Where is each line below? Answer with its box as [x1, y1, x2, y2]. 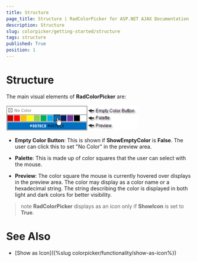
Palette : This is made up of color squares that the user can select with [14, 154, 186, 161]
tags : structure [6, 34, 46, 41]
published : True [6, 41, 46, 47]
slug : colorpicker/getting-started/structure [6, 28, 120, 34]
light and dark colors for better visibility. [14, 191, 112, 198]
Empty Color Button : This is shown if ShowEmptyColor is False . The [14, 136, 183, 143]
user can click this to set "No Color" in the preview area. [14, 143, 152, 150]
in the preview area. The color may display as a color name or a [14, 178, 170, 186]
